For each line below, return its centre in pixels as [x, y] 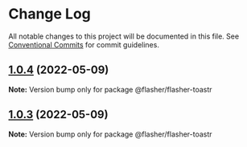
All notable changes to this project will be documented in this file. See [124, 36]
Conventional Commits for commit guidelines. [84, 44]
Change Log [49, 14]
